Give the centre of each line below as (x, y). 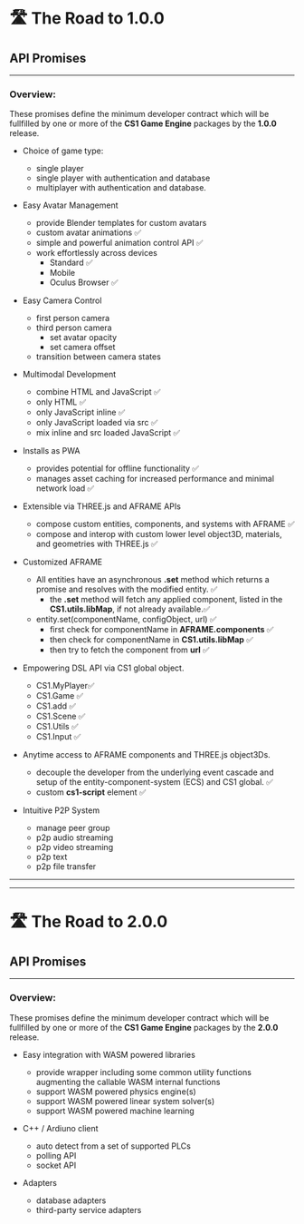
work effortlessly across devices (97, 253)
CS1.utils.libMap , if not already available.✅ (130, 609)
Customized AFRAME (62, 562)
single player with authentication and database (123, 178)
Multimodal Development (69, 375)
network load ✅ (65, 488)
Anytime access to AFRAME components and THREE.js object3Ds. (147, 755)
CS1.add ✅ (56, 706)
